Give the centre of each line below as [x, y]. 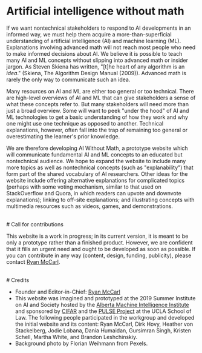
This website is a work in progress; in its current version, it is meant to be [97, 236]
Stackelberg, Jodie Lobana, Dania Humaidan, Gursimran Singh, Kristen [103, 330]
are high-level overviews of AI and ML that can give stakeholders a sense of [101, 98]
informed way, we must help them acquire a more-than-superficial [89, 34]
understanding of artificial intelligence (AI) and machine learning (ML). [94, 41]
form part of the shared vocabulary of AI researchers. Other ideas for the [97, 173]
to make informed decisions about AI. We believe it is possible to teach [94, 53]
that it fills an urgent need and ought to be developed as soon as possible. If [101, 249]
